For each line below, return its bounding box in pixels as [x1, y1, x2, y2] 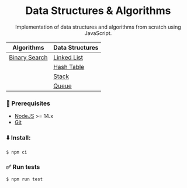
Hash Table [53, 62, 85, 71]
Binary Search [9, 53, 48, 61]
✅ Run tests [6, 163, 40, 171]
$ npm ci [6, 149, 27, 155]
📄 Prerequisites [6, 99, 51, 107]
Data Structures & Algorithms [25, 4, 171, 18]
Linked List [53, 53, 84, 61]
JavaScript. [84, 29, 112, 36]
